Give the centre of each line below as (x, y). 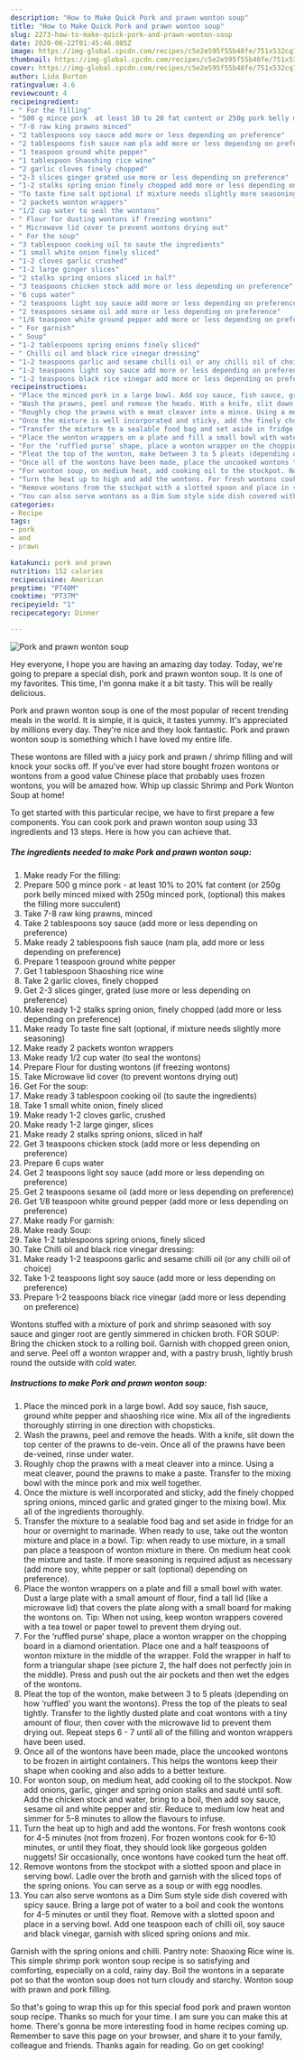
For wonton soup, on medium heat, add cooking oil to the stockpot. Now (157, 1780)
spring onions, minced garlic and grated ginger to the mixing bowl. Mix (155, 1502)
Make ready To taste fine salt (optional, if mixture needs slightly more (152, 1028)
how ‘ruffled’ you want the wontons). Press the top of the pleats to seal (155, 1703)
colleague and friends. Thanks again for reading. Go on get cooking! (137, 2045)
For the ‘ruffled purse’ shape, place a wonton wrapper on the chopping (155, 1636)
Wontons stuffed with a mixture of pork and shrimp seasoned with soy (141, 1324)
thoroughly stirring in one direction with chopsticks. (119, 1425)
